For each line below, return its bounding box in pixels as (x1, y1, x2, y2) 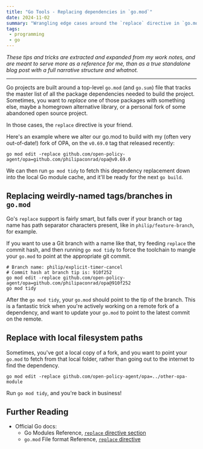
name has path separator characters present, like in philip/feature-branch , (6, 221, 195, 229)
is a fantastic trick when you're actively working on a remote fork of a (6, 302, 179, 309)
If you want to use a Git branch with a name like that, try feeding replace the (6, 240, 196, 247)
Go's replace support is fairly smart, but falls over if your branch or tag (6, 215, 182, 222)
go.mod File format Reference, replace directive (24, 436, 141, 443)
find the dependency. (6, 361, 60, 369)
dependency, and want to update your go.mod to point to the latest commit (6, 309, 190, 316)
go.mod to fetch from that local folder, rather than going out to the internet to (6, 355, 195, 362)
